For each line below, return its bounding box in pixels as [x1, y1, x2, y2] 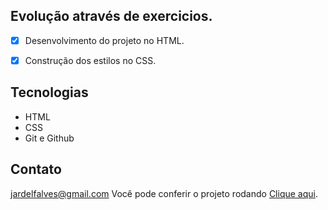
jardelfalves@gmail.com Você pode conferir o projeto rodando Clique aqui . [10, 187, 318, 199]
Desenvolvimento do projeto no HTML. [24, 34, 185, 46]
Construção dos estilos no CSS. [24, 54, 157, 66]
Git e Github [24, 132, 75, 144]
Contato [10, 161, 62, 178]
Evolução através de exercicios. [10, 8, 213, 25]
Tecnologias [10, 84, 89, 101]
